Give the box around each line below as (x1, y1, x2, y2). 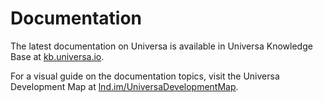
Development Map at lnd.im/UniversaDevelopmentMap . (10, 80, 239, 92)
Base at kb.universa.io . (10, 50, 105, 62)
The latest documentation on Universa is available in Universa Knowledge (10, 40, 313, 52)
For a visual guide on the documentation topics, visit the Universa (10, 70, 280, 82)
